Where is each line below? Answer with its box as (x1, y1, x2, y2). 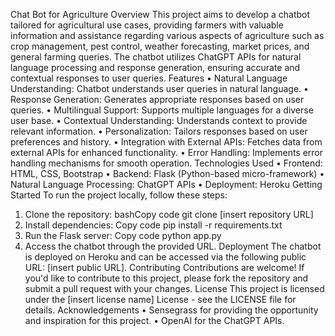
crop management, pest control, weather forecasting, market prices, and (10, 40, 310, 52)
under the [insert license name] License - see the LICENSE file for (24, 294, 297, 305)
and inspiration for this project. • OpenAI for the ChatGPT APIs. (24, 315, 285, 326)
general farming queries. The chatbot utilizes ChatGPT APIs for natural (10, 51, 302, 63)
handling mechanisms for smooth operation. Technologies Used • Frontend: (10, 157, 323, 169)
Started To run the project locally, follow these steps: (10, 189, 228, 201)
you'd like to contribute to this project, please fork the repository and (24, 272, 309, 284)
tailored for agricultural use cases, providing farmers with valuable (10, 19, 284, 31)
